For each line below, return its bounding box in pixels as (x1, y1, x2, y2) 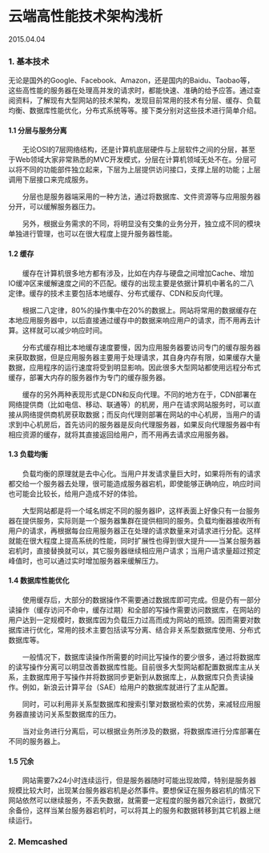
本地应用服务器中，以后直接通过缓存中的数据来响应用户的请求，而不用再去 (8, 315, 254, 325)
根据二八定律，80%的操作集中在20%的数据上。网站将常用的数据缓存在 (22, 305, 258, 315)
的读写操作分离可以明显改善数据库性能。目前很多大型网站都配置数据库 (8, 662, 240, 672)
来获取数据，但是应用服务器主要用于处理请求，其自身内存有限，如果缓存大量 (8, 352, 261, 362)
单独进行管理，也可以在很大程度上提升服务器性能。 (8, 229, 177, 239)
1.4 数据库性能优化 (8, 576, 70, 585)
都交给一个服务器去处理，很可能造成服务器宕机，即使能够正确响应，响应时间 (8, 479, 261, 488)
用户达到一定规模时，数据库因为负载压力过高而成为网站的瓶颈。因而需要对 (8, 615, 254, 625)
